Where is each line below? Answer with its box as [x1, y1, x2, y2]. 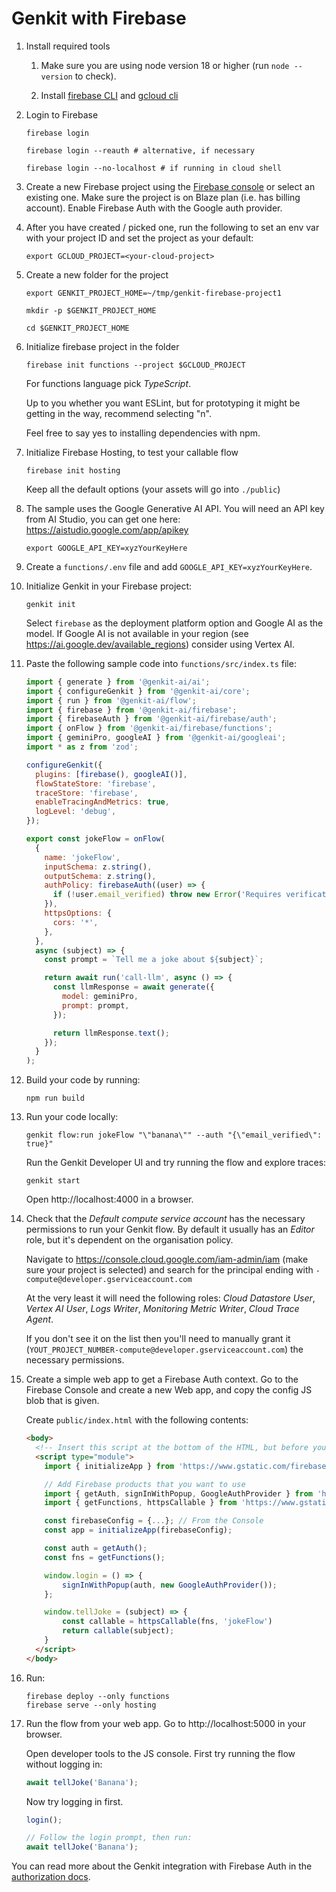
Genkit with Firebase [11, 7, 187, 30]
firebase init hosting [25, 465, 121, 476]
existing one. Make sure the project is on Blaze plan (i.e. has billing [25, 191, 301, 203]
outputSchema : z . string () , [44, 871, 157, 881]
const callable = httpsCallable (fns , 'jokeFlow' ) [62, 1617, 273, 1627]
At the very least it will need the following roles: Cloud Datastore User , [25, 1292, 316, 1304]
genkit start [25, 1176, 81, 1186]
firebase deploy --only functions [25, 1691, 170, 1701]
